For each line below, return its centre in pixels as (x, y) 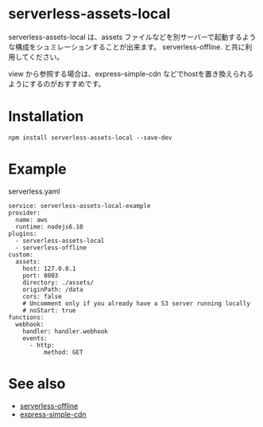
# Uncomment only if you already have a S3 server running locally (136, 304)
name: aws (31, 220)
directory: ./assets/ (58, 282)
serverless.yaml (34, 191)
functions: (26, 317)
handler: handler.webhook (66, 331)
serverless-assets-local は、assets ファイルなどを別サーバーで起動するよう (132, 37)
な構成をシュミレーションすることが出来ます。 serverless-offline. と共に (127, 47)
